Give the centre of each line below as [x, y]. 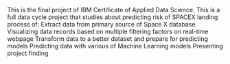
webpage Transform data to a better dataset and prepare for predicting [107, 39]
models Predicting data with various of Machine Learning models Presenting [115, 46]
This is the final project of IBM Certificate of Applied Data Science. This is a [114, 10]
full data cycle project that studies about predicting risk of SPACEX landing [113, 17]
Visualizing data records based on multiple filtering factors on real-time [108, 31]
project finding [28, 53]
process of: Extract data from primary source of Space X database [101, 24]
